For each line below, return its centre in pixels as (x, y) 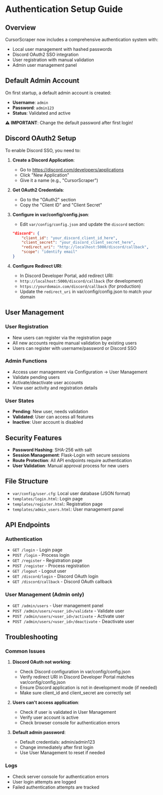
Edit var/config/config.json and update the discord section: (82, 224)
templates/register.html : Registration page (58, 504)
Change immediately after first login (57, 747)
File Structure (27, 481)
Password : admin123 (33, 108)
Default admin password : (39, 732)
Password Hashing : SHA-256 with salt (52, 450)
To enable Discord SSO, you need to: (43, 150)
